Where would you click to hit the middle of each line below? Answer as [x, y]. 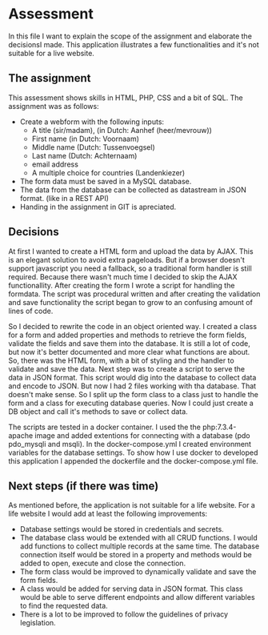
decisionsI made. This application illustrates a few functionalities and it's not [134, 44]
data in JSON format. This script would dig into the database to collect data [132, 377]
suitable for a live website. [51, 53]
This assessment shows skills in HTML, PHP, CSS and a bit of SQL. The [126, 98]
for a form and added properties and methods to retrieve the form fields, [128, 335]
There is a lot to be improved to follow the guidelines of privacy [124, 614]
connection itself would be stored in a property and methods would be [136, 555]
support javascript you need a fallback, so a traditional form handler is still [130, 268]
